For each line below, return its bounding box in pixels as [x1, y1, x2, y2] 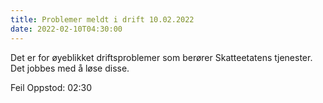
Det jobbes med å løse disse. [10, 62, 130, 74]
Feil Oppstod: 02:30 [10, 81, 93, 93]
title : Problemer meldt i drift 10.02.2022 [10, 14, 195, 25]
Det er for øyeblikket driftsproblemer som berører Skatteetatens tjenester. [10, 51, 313, 63]
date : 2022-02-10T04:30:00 [10, 24, 123, 34]
